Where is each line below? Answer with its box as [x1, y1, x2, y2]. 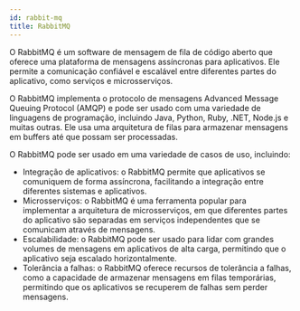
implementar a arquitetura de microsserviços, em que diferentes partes [22, 204, 288, 215]
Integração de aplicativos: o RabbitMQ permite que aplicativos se [22, 166, 266, 177]
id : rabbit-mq [9, 13, 63, 23]
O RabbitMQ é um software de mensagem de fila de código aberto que [9, 46, 273, 57]
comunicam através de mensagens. [22, 223, 156, 235]
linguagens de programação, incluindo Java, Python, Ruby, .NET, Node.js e [9, 112, 289, 123]
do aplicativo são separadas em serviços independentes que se [22, 214, 260, 225]
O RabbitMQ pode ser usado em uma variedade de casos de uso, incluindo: [9, 148, 291, 159]
